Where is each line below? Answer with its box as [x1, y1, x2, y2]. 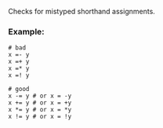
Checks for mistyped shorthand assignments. [8, 7, 155, 16]
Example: [8, 26, 45, 37]
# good [8, 86, 30, 93]
